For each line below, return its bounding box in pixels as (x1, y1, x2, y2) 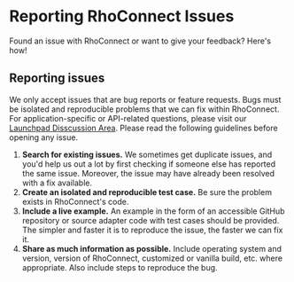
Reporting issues (9, 71, 105, 86)
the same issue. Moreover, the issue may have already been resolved (21, 168, 275, 178)
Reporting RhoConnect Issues (9, 6, 235, 27)
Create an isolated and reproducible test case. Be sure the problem (21, 186, 273, 197)
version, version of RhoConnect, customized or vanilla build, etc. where (21, 253, 283, 263)
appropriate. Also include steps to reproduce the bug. (21, 262, 219, 272)
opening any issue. (9, 131, 78, 143)
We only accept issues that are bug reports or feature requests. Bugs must (9, 94, 282, 105)
